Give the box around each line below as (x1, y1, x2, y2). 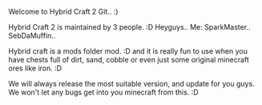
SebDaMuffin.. (8, 31, 56, 40)
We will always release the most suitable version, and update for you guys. (8, 79, 255, 88)
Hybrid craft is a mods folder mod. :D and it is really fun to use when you (8, 46, 248, 55)
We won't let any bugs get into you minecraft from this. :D (8, 87, 199, 97)
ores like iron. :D (8, 63, 62, 73)
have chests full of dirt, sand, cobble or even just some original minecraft (8, 55, 250, 64)
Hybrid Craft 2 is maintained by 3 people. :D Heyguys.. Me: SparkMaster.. (8, 22, 251, 31)
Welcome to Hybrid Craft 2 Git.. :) (8, 7, 119, 16)
